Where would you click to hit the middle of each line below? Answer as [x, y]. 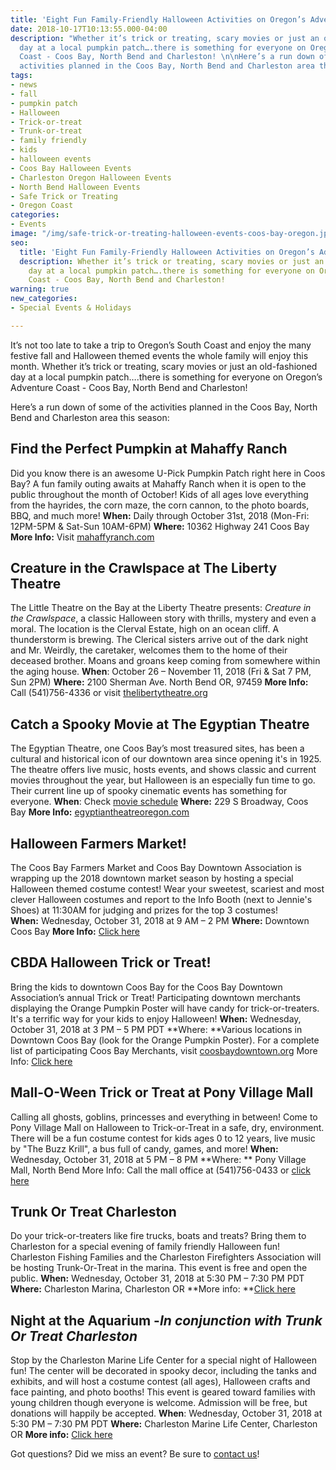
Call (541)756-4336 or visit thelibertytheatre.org [109, 693]
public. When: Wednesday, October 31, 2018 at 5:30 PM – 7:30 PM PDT [157, 1278]
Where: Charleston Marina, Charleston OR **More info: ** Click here [153, 1289]
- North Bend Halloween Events [75, 187]
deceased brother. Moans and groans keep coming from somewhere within [165, 661]
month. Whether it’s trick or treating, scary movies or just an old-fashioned [164, 366]
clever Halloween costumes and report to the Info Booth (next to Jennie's [161, 899]
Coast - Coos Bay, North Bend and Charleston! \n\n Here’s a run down [167, 57]
